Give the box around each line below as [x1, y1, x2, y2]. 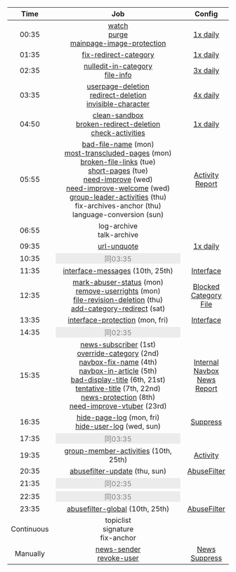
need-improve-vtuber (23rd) [69, 401, 167, 410]
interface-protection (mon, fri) [67, 316, 169, 325]
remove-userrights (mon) [75, 286, 161, 296]
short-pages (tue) [87, 166, 149, 175]
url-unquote [98, 242, 139, 251]
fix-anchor [100, 533, 136, 542]
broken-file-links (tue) [80, 157, 156, 167]
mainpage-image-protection [70, 39, 166, 48]
